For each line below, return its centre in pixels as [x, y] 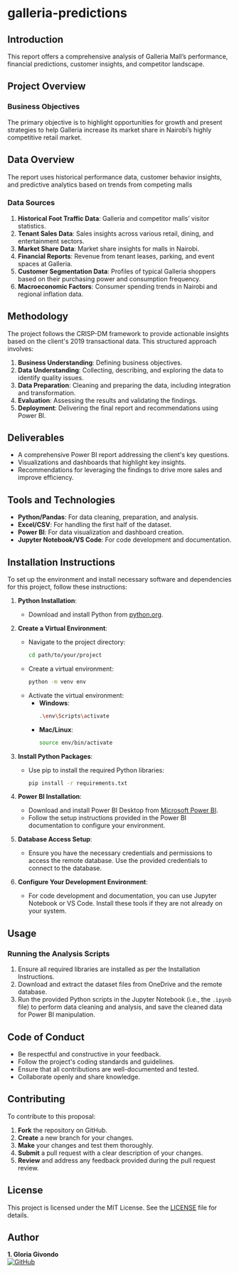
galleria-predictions [68, 13]
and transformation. [47, 392]
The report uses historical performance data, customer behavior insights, [115, 177]
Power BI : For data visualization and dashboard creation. [101, 533]
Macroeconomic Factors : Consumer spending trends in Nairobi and [117, 286]
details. [18, 1215]
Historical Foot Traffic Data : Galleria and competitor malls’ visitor [113, 218]
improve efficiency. [46, 478]
